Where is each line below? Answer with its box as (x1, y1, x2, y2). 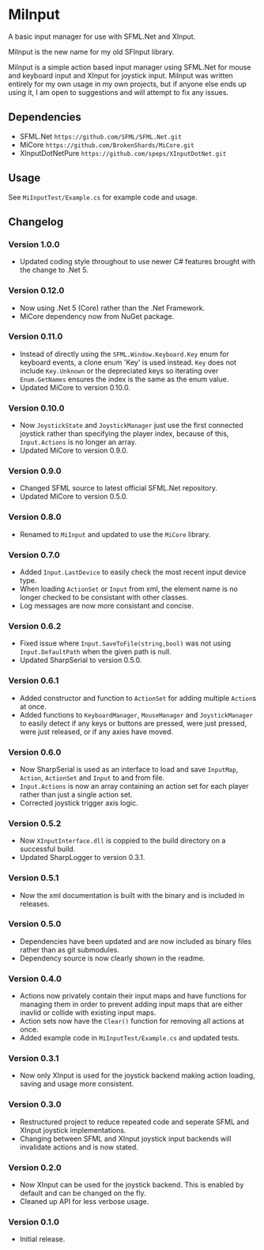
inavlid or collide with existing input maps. (19, 1008, 157, 1017)
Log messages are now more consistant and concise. (19, 601, 194, 611)
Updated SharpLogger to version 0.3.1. (19, 853, 145, 862)
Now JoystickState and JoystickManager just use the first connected (19, 421, 243, 430)
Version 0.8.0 (8, 512, 62, 523)
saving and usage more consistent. (19, 1079, 134, 1089)
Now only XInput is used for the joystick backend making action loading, (19, 1070, 255, 1081)
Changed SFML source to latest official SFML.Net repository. (19, 483, 217, 493)
